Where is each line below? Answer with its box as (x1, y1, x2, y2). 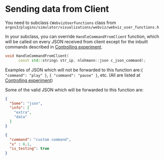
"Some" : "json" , (9, 101, 43, 106)
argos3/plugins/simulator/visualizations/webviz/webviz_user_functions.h (5, 25, 160, 30)
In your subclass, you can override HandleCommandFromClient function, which (5, 33, 160, 39)
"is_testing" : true (9, 146, 50, 151)
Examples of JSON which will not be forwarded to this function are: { (5, 67, 143, 73)
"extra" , (14, 110, 32, 115)
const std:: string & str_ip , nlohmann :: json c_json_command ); (18, 58, 146, 63)
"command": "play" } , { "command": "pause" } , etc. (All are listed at (5, 72, 141, 78)
